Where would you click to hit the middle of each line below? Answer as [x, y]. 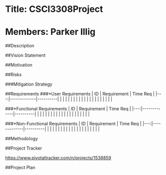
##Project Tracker [24, 148]
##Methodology [22, 139]
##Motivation [19, 65]
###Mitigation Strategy [29, 84]
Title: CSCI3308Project [54, 9]
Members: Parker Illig [50, 32]
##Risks [13, 75]
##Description [20, 46]
